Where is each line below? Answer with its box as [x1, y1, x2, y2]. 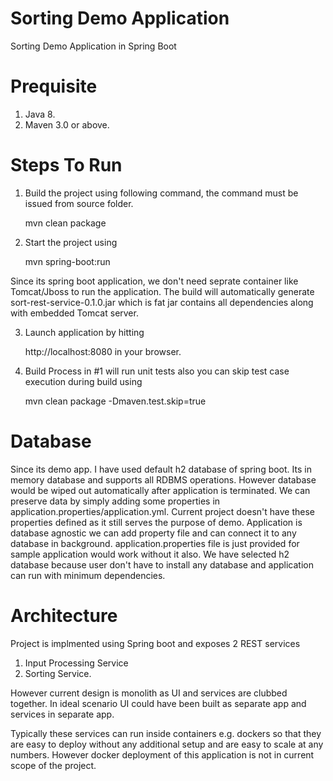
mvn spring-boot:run [24, 255, 111, 267]
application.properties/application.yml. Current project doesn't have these [10, 505, 315, 517]
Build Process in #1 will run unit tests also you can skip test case [24, 365, 290, 377]
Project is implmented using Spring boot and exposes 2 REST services [10, 637, 301, 649]
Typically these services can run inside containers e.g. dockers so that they [10, 727, 322, 739]
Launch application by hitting [24, 326, 145, 338]
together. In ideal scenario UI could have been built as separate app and [10, 697, 307, 709]
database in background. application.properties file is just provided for [10, 537, 300, 549]
